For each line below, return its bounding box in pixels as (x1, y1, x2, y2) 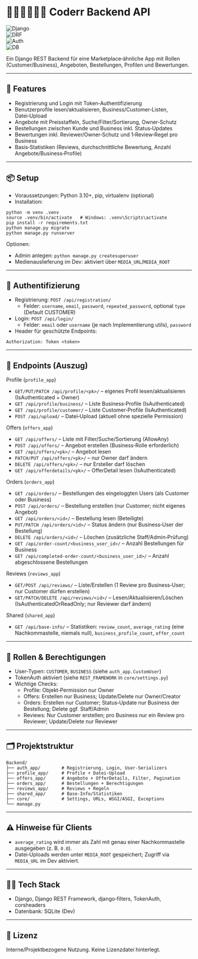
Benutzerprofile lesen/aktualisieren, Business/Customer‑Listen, (14, 106, 168, 113)
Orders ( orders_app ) (6, 478, 55, 485)
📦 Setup (6, 173, 39, 183)
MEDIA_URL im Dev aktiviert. (14, 857, 80, 864)
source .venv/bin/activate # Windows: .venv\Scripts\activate (6, 215, 167, 221)
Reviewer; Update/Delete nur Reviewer (23, 718, 118, 725)
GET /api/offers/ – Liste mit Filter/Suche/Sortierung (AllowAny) (14, 436, 169, 443)
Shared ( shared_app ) (6, 612, 55, 619)
